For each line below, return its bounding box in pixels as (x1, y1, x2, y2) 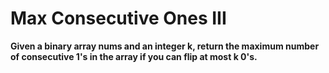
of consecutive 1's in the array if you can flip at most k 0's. (10, 50, 258, 62)
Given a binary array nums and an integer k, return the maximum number (10, 40, 320, 52)
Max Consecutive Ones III (10, 7, 227, 30)
